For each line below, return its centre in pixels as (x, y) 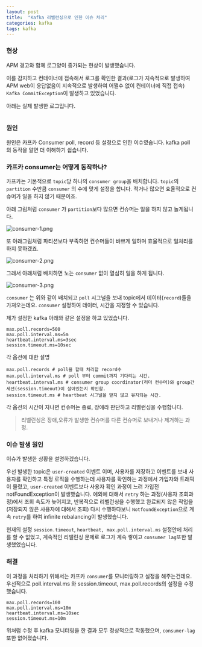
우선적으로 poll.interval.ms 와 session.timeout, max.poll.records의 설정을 (94, 583)
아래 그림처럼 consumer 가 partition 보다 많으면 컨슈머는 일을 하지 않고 (90, 209)
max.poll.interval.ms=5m (37, 335)
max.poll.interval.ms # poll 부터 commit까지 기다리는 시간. (78, 376)
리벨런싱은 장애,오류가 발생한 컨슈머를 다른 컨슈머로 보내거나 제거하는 (102, 420)
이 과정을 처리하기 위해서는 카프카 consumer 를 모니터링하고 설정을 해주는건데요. (99, 576)
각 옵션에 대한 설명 (28, 357)
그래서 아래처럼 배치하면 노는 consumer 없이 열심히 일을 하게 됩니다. (85, 273)
